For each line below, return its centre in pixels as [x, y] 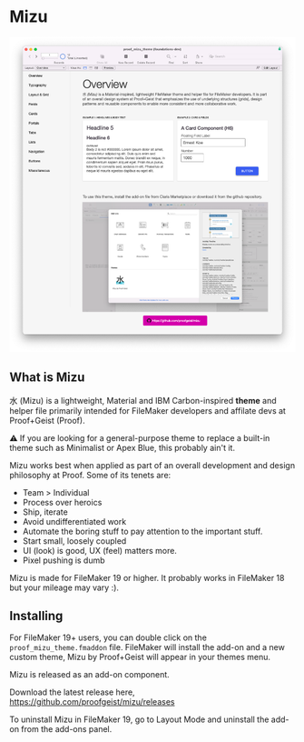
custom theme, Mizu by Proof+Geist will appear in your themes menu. [140, 657]
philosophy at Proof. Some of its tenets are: [90, 475]
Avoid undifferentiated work [74, 521]
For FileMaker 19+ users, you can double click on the [108, 637]
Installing [36, 616]
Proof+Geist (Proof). [47, 420]
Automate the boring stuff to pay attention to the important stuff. [142, 531]
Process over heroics [62, 502]
